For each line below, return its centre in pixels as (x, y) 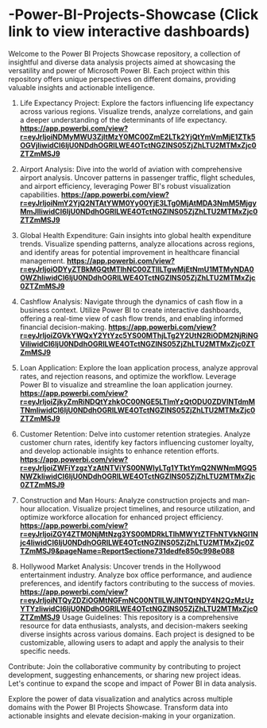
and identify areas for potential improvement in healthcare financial (130, 252)
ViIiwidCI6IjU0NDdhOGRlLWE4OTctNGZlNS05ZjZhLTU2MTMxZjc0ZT (137, 343)
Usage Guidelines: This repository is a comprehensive (150, 617)
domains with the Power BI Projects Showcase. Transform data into (118, 707)
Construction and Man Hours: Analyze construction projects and (125, 500)
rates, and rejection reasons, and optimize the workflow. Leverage (128, 376)
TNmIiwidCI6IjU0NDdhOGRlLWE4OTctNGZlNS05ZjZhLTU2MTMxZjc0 (137, 410)
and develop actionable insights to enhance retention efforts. (120, 451)
